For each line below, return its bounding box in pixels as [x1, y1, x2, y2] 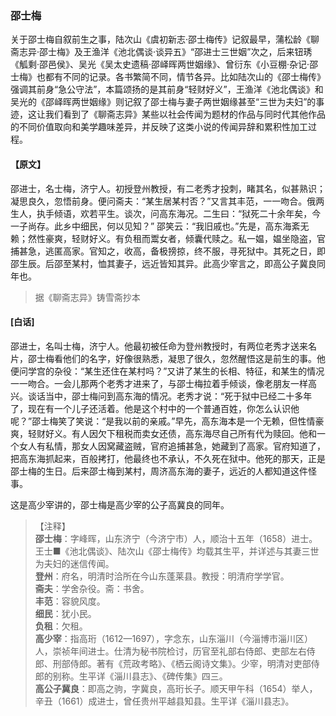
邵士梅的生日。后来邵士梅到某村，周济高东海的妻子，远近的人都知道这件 [10, 465, 308, 477]
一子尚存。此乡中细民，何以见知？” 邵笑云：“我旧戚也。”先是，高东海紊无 [10, 220, 310, 232]
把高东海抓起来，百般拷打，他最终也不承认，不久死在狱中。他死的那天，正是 [10, 452, 326, 464]
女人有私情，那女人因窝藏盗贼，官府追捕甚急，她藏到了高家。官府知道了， [18, 440, 326, 452]
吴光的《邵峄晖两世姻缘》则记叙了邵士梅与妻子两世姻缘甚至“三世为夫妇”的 [10, 96, 317, 108]
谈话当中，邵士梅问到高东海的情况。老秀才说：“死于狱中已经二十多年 [27, 390, 313, 402]
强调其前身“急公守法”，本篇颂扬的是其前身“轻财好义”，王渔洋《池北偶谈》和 [10, 83, 324, 96]
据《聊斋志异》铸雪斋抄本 [34, 291, 141, 303]
